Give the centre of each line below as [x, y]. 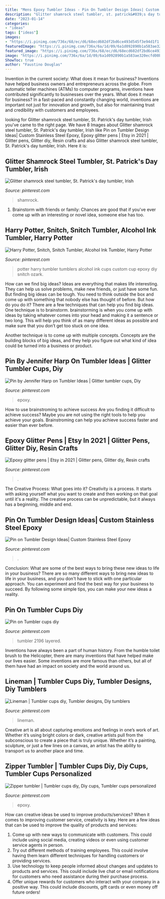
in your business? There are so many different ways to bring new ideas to [79, 573]
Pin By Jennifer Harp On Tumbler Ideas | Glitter [78, 361]
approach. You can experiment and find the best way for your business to [80, 584]
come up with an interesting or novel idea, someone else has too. [78, 214]
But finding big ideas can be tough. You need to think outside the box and [79, 294]
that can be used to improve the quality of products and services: [71, 825]
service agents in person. [38, 845]
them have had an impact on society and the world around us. [68, 666]
